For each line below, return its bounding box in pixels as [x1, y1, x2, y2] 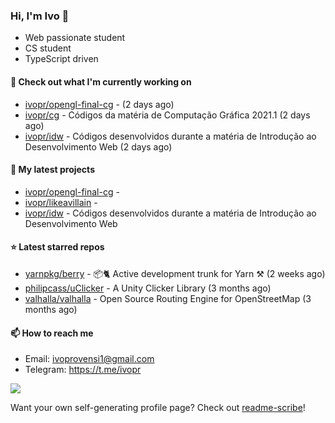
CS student [24, 42, 72, 54]
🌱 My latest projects [10, 164, 95, 176]
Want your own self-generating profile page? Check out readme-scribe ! [10, 402, 306, 414]
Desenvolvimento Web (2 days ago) [24, 140, 173, 153]
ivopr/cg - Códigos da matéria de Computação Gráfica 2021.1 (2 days [24, 109, 311, 121]
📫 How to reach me [10, 327, 94, 339]
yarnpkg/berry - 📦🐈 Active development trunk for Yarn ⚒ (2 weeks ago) [24, 267, 326, 279]
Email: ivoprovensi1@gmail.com [24, 353, 155, 365]
